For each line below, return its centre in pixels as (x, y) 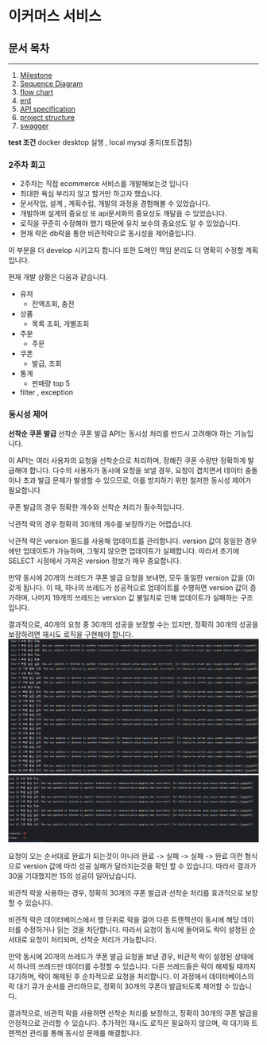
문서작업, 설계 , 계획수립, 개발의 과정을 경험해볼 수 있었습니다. (115, 204)
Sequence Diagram (51, 84)
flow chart (37, 92)
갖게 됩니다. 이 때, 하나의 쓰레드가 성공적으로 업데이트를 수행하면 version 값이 (128, 587)
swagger (34, 126)
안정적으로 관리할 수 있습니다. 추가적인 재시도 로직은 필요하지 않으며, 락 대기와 (129, 1024)
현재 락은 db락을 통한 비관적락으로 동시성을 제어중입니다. (108, 233)
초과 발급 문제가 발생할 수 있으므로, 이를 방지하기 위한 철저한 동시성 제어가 (137, 480)
